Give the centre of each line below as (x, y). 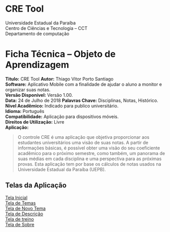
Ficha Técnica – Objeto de (60, 54)
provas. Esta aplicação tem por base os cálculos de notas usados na (89, 164)
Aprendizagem (37, 65)
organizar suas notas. (28, 90)
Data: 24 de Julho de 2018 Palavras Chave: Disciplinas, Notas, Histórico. (82, 100)
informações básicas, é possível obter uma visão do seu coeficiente (89, 148)
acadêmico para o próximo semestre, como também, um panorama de (91, 153)
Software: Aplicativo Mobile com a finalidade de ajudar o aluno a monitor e (84, 84)
